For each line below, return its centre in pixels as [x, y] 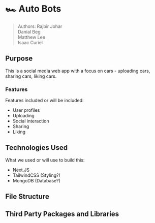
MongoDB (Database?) [37, 180]
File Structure [27, 197]
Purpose [19, 59]
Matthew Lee [32, 37]
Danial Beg [29, 31]
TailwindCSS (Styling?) [37, 175]
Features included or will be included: [44, 101]
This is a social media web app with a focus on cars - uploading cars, [78, 71]
